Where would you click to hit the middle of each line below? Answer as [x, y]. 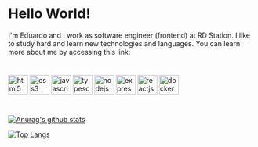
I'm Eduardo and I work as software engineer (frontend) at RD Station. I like [129, 35]
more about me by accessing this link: [69, 52]
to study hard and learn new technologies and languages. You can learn [124, 43]
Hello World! [49, 14]
